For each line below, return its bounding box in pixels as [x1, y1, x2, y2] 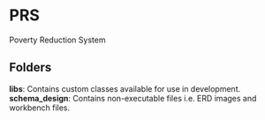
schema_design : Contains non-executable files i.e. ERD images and [9, 93, 257, 103]
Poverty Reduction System [9, 34, 106, 45]
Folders [9, 60, 52, 75]
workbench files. [9, 102, 71, 113]
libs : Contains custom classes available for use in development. [9, 83, 241, 94]
